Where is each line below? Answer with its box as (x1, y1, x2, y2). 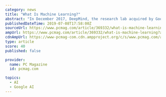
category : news (5, 7, 37, 12)
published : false (5, 48, 41, 53)
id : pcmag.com (9, 66, 39, 71)
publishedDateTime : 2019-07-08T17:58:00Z (5, 21, 92, 26)
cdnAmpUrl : (5, 35, 28, 40)
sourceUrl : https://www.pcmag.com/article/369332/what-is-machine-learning (5, 26, 165, 31)
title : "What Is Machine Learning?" (5, 12, 81, 17)
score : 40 (5, 44, 26, 49)
